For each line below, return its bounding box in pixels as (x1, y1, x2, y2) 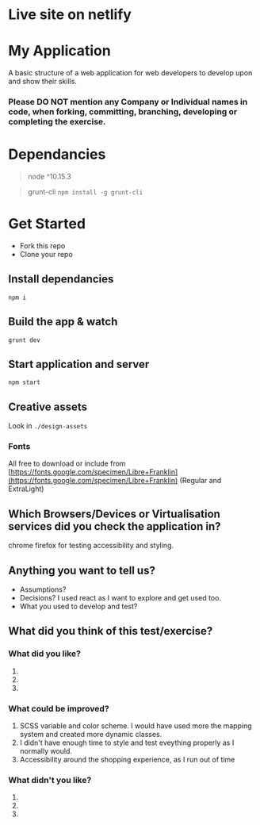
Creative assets (8, 400, 88, 413)
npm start (8, 378, 41, 386)
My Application (8, 42, 111, 60)
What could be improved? (8, 703, 109, 714)
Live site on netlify (8, 6, 132, 24)
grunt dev (8, 336, 41, 344)
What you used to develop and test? (19, 601, 138, 612)
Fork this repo (19, 240, 66, 251)
